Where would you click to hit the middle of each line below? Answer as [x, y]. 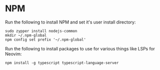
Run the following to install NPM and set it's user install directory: [70, 22]
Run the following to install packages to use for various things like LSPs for [80, 48]
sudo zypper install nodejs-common [41, 31]
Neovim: [13, 54]
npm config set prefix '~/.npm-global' [46, 40]
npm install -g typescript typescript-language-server [62, 63]
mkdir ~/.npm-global [26, 35]
